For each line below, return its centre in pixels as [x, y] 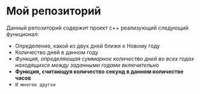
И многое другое [35, 85]
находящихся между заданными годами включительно [87, 65]
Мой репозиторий [54, 11]
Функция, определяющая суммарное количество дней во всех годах [105, 58]
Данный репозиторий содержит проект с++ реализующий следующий [97, 28]
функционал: [23, 34]
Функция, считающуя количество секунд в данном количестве [99, 71]
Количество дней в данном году [57, 52]
